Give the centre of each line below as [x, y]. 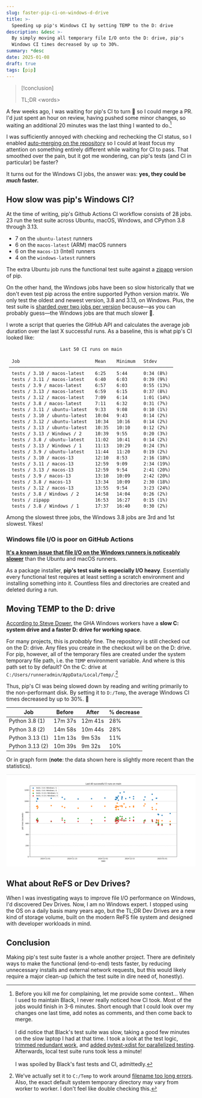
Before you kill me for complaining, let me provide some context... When [104, 993]
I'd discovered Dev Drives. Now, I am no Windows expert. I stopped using [97, 904]
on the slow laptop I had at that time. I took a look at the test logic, [96, 1038]
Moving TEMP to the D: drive [61, 609]
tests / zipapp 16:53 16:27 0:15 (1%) [90, 500]
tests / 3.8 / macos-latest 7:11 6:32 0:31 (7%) [90, 403]
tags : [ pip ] [21, 70]
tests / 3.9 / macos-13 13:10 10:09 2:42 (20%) [91, 476]
